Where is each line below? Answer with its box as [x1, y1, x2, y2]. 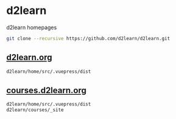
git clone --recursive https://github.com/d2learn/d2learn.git [6, 35, 171, 41]
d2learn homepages [6, 24, 57, 31]
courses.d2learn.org [6, 85, 86, 95]
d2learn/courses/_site [6, 107, 64, 113]
